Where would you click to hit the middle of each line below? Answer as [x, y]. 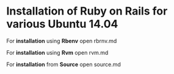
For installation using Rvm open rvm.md [57, 52]
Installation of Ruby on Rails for [87, 11]
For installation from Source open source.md [63, 64]
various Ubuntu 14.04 [62, 24]
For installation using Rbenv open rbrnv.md [62, 41]
